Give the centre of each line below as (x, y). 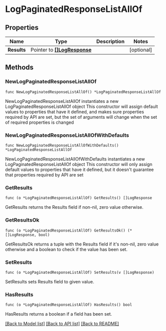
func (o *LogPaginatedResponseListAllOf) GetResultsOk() (65, 230)
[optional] (141, 50)
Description (110, 41)
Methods (19, 67)
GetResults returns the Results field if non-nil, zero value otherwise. (74, 207)
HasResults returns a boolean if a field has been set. (59, 314)
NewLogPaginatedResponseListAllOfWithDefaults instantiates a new (75, 159)
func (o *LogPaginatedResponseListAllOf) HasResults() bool (69, 305)
